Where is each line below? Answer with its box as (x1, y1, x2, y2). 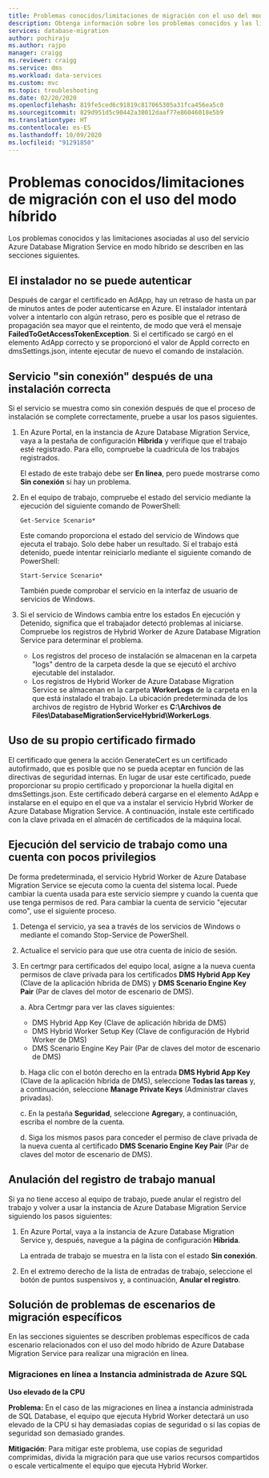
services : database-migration (8, 26, 110, 34)
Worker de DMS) (31, 1035, 87, 1044)
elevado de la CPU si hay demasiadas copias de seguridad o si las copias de (8, 1419, 261, 1429)
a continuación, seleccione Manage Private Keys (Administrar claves (19, 1084, 249, 1094)
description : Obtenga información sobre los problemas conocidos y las (8, 19, 252, 27)
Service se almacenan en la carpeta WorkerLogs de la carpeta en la (31, 685, 258, 694)
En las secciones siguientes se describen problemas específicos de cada (8, 1332, 250, 1342)
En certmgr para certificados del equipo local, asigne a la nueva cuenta (19, 961, 256, 970)
